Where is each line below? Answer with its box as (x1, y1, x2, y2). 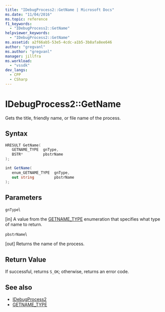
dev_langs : (5, 68, 28, 73)
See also (5, 283, 32, 292)
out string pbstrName (11, 175, 75, 180)
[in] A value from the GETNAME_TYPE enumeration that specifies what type (5, 216, 161, 222)
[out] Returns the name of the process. (5, 241, 85, 247)
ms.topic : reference (5, 16, 48, 21)
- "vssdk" (9, 63, 30, 68)
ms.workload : (5, 58, 32, 63)
